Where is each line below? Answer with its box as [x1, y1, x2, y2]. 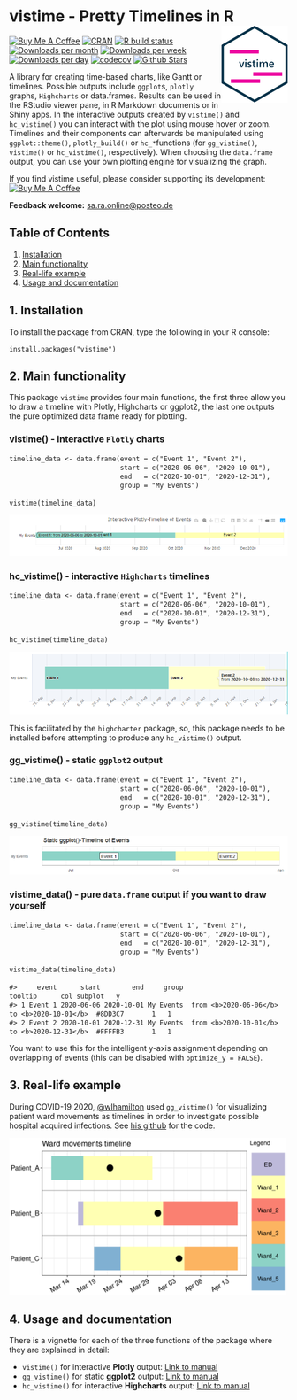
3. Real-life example [9, 1078, 122, 1093]
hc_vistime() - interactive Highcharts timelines [9, 570, 210, 583]
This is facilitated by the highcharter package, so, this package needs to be [9, 723, 286, 733]
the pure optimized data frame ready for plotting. [9, 411, 187, 422]
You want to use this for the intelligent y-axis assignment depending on [9, 1042, 268, 1053]
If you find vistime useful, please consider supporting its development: [9, 173, 266, 183]
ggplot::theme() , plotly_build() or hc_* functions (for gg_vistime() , [9, 137, 258, 148]
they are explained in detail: [9, 1344, 110, 1356]
